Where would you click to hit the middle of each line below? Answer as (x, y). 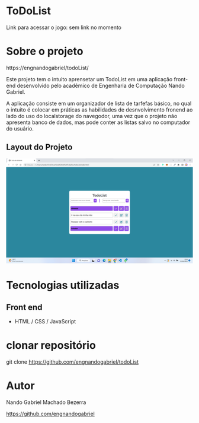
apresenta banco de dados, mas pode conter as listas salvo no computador (98, 122)
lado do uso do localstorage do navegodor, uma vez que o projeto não (92, 116)
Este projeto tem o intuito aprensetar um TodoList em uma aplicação (89, 79)
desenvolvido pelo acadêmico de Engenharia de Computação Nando (101, 85)
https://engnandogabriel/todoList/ (47, 68)
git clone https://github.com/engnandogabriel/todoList (73, 362)
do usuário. (20, 128)
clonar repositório (51, 346)
